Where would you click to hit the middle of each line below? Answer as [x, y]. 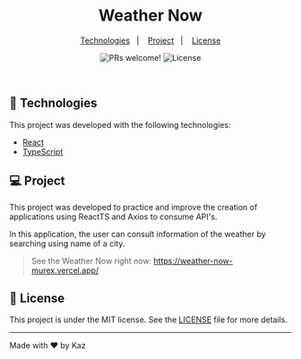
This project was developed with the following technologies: [120, 124]
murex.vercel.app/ [65, 270]
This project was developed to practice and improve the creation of [133, 207]
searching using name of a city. [67, 244]
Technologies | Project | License [150, 40]
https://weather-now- [193, 261]
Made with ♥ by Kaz [48, 346]
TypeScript [43, 151]
